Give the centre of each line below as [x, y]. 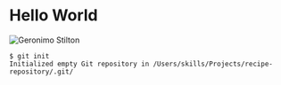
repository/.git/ [41, 72]
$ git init [29, 56]
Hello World [54, 15]
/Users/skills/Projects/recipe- [213, 64]
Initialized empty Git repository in [79, 64]
